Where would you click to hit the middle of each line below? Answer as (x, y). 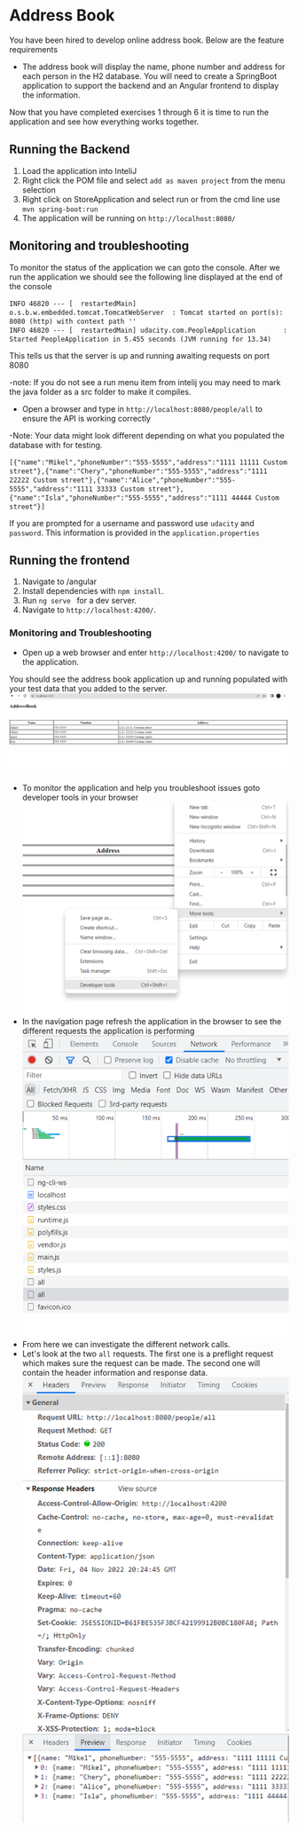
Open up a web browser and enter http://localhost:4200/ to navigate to (156, 652)
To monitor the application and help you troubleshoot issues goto (141, 788)
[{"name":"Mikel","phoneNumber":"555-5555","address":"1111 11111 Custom (149, 462)
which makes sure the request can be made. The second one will (141, 1362)
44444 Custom (255, 498)
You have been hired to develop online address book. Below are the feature (147, 40)
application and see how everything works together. (104, 122)
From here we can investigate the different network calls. (126, 1344)
